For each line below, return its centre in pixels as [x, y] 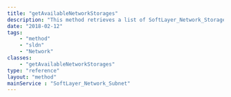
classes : [20, 58]
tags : [15, 32]
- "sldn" [32, 45]
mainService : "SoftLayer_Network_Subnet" [69, 83]
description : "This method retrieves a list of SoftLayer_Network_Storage [117, 20]
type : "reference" [33, 70]
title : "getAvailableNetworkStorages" [63, 13]
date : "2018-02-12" [35, 26]
